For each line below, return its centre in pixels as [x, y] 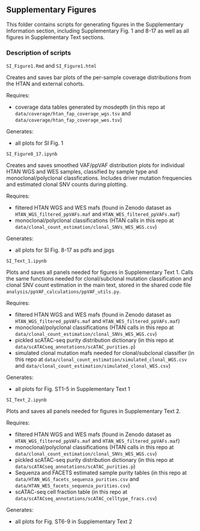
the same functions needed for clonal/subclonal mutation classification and [99, 279]
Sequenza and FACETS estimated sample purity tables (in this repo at [101, 473]
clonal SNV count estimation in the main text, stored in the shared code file [99, 285]
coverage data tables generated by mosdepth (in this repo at [90, 107]
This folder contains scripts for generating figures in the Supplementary [95, 24]
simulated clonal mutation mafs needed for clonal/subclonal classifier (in [105, 353]
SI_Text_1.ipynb [26, 261]
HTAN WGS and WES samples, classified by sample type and [82, 172]
